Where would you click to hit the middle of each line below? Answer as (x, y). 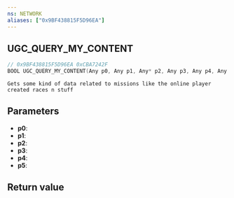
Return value (36, 187)
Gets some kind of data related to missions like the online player (109, 84)
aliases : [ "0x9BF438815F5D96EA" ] (56, 20)
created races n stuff (40, 90)
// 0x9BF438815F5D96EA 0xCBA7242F (58, 65)
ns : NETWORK (25, 14)
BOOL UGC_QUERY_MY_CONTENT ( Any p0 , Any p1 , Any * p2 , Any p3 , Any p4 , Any (117, 71)
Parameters (33, 112)
